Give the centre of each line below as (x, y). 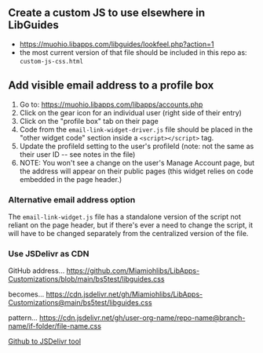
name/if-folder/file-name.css (55, 326)
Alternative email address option (72, 199)
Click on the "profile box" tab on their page (89, 121)
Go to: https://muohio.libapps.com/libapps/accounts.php (111, 104)
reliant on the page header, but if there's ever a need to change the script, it (131, 225)
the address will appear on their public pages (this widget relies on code (136, 171)
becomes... (26, 294)
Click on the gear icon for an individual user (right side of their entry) (130, 112)
